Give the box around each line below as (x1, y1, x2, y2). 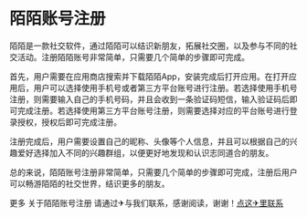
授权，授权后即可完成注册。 (16, 116, 122, 128)
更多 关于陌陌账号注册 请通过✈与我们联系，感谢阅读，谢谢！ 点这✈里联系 (9, 197, 284, 208)
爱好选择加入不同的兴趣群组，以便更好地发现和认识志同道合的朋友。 (16, 147, 274, 158)
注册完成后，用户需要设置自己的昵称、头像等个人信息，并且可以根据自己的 (9, 136, 290, 147)
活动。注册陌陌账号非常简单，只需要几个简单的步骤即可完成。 (16, 51, 249, 62)
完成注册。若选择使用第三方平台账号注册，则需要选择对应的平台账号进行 (16, 105, 290, 116)
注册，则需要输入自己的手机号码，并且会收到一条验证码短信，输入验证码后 (9, 93, 290, 105)
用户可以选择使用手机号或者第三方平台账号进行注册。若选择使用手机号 (33, 82, 298, 93)
